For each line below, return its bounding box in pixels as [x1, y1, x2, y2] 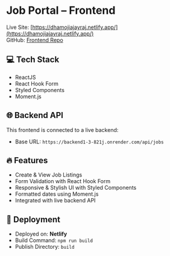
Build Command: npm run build [14, 237, 93, 244]
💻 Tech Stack [6, 55, 60, 65]
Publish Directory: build [14, 243, 75, 251]
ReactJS [14, 73, 36, 81]
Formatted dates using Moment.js [14, 190, 99, 198]
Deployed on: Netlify [14, 230, 68, 238]
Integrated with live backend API [14, 197, 96, 204]
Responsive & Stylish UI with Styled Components [14, 184, 137, 192]
